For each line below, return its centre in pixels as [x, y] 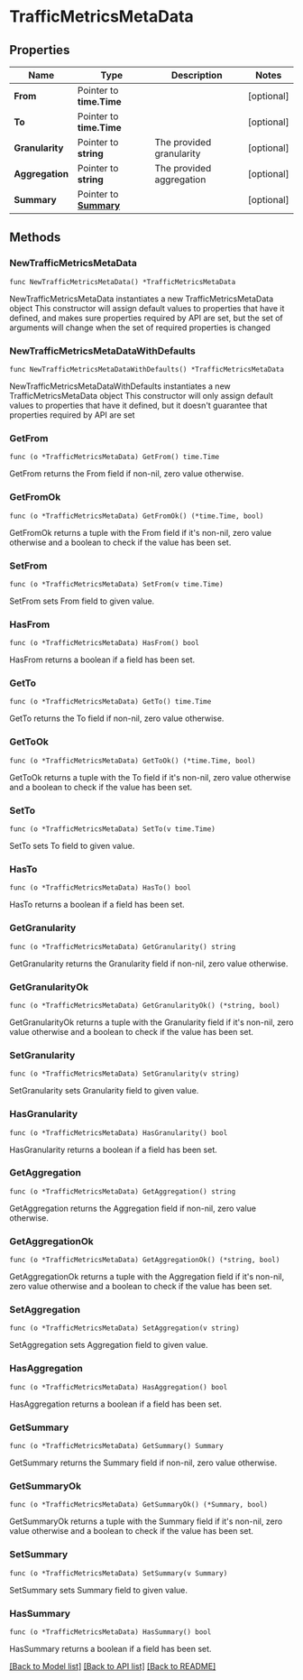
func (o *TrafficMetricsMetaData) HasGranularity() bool [119, 1133]
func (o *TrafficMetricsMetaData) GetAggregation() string [123, 1191]
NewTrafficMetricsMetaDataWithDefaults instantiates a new [120, 386]
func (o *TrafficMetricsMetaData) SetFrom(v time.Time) [116, 584]
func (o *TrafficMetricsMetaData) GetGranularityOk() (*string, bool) [145, 1005]
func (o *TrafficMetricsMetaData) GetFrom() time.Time [115, 457]
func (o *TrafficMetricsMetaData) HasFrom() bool [105, 643]
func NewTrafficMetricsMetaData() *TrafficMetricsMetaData [123, 282]
